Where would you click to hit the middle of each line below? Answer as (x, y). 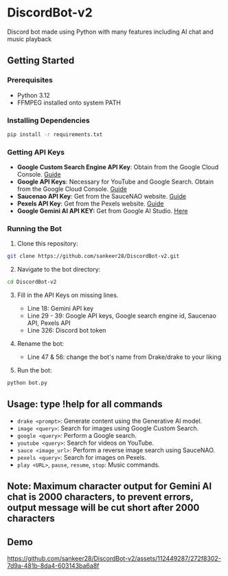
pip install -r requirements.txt (55, 134)
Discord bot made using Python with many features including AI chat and (111, 32)
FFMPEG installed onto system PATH (69, 102)
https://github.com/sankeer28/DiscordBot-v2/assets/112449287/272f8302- (114, 559)
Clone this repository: (47, 244)
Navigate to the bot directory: (59, 269)
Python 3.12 (33, 95)
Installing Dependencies (49, 120)
